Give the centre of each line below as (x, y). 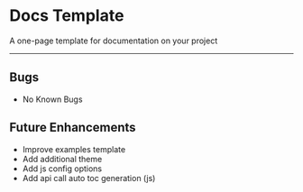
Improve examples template (74, 149)
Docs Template (67, 16)
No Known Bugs (52, 99)
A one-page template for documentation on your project (114, 41)
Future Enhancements (73, 128)
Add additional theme (62, 159)
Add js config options (62, 169)
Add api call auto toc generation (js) (89, 178)
